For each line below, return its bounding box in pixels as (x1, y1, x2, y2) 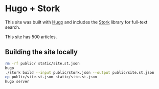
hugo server (5, 79, 29, 84)
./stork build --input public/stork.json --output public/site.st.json (5, 70, 154, 75)
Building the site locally (5, 48, 78, 56)
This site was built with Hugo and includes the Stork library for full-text (5, 19, 148, 25)
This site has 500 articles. (5, 34, 57, 40)
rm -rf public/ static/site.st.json (5, 61, 80, 66)
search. (5, 24, 21, 30)
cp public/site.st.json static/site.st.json (5, 74, 97, 80)
